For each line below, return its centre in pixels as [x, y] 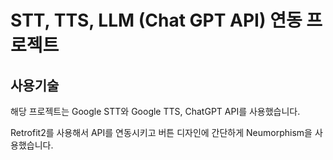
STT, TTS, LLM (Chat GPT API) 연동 [156, 20]
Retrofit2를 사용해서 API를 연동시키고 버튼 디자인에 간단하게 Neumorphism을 [161, 132]
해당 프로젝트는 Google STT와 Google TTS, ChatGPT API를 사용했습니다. [155, 111]
